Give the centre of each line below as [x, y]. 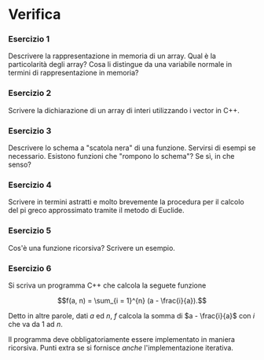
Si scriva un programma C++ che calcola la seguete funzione [107, 285]
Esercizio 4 [30, 185]
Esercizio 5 [30, 231]
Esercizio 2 [30, 94]
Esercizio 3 [30, 130]
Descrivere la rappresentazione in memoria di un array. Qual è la [112, 56]
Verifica [35, 15]
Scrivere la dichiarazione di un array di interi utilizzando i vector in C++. [124, 110]
